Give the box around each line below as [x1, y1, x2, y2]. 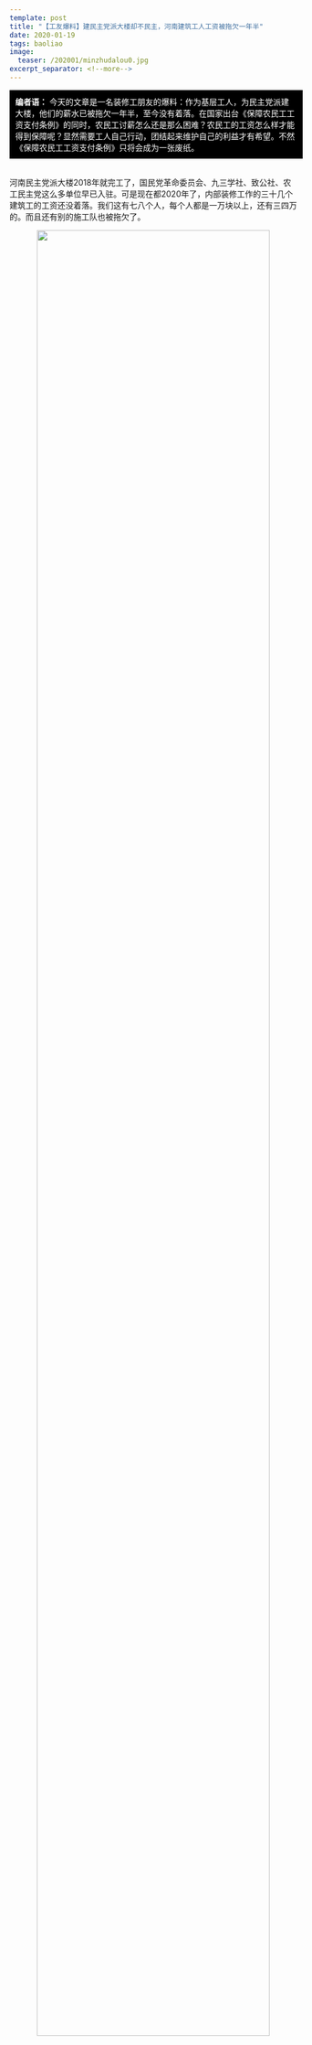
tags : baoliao [9, 38, 64, 48]
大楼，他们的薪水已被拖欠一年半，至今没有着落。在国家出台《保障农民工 [15, 107, 287, 119]
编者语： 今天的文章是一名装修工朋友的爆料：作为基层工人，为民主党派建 [15, 96, 289, 107]
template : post [9, 13, 68, 23]
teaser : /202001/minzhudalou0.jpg [17, 56, 149, 65]
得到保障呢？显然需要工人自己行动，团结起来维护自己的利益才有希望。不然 [15, 130, 295, 142]
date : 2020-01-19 [9, 30, 76, 39]
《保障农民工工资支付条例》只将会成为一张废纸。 [15, 142, 199, 153]
